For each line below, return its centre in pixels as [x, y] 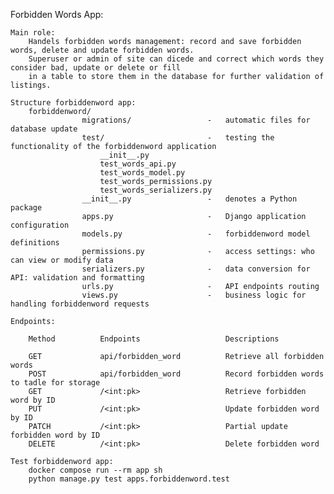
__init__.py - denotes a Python [189, 199]
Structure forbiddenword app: [73, 103]
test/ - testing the [178, 138]
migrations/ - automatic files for [196, 120]
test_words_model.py [142, 173]
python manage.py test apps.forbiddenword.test [129, 479]
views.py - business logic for [194, 295]
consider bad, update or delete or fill [96, 68]
